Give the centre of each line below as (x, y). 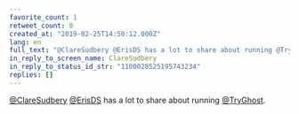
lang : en (25, 42)
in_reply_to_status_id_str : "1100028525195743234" (105, 67)
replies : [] (31, 75)
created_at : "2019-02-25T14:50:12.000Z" (85, 34)
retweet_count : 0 (41, 26)
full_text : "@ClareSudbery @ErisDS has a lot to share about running (141, 50)
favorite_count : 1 (43, 17)
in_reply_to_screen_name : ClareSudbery (83, 58)
